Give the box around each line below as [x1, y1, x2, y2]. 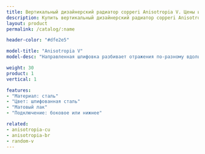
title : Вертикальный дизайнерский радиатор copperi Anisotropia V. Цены [6, 9, 195, 15]
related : [6, 121, 29, 127]
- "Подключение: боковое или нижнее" [6, 110, 103, 116]
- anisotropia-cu [6, 127, 51, 133]
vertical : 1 [6, 76, 37, 82]
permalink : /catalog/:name [6, 26, 75, 32]
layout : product [6, 20, 48, 26]
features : [6, 87, 32, 94]
